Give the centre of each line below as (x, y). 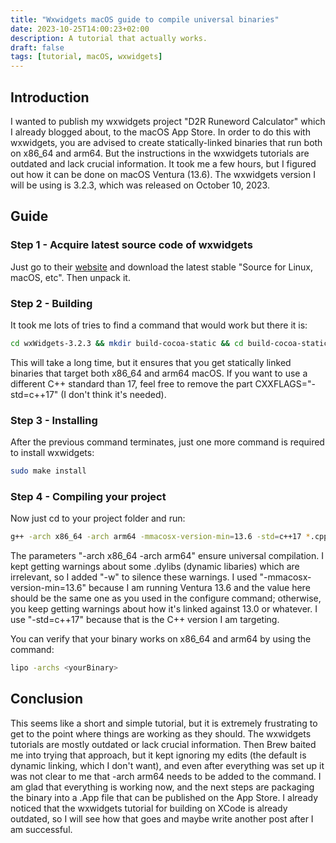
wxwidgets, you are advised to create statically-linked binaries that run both (166, 142)
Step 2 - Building (51, 303)
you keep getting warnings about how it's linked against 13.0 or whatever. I (164, 609)
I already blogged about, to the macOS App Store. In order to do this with (160, 132)
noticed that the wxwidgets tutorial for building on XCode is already (149, 808)
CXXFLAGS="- (285, 383)
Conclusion (47, 699)
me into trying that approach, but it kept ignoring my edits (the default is (158, 755)
